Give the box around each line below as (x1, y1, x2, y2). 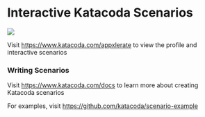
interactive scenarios (7, 48, 67, 56)
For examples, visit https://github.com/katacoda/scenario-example (7, 102, 198, 110)
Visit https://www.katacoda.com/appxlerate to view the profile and (7, 40, 197, 49)
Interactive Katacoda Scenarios (7, 5, 193, 21)
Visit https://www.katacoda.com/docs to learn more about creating (7, 81, 199, 89)
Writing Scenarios (7, 65, 69, 75)
